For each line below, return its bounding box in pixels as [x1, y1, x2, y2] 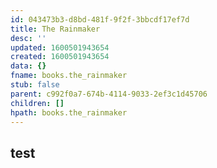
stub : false [10, 80, 60, 90]
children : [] [10, 98, 65, 108]
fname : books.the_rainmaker [10, 71, 128, 81]
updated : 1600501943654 [10, 42, 110, 53]
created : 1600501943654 [10, 52, 110, 62]
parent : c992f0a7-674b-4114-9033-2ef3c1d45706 [10, 89, 208, 99]
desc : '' [10, 33, 47, 43]
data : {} [10, 61, 47, 71]
